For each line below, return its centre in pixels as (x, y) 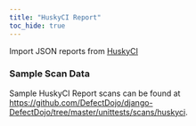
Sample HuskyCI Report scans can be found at (95, 93)
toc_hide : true (37, 26)
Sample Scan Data (50, 74)
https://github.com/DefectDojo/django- (81, 102)
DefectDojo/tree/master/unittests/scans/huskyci (98, 112)
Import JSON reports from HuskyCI (74, 51)
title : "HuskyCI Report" (55, 17)
